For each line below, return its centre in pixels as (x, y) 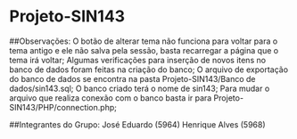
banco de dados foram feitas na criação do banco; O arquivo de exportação (148, 69)
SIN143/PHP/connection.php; (63, 107)
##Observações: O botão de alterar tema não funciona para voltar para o (144, 41)
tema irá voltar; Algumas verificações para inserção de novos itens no (137, 60)
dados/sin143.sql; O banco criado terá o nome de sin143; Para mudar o (140, 88)
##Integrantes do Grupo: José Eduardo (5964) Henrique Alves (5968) (137, 124)
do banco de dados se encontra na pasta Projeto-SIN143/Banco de (132, 78)
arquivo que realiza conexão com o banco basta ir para (111, 98)
